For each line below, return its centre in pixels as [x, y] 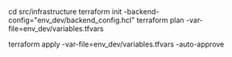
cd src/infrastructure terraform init [65, 12]
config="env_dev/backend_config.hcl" [72, 20]
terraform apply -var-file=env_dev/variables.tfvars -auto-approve [116, 44]
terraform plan [160, 20]
